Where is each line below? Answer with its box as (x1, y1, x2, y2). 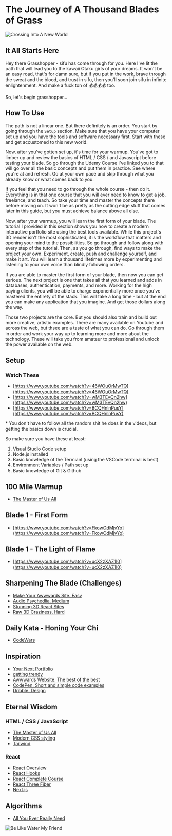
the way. (5, 304, 24, 310)
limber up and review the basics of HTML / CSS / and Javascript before (5, 154, 157, 160)
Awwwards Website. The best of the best (12, 676, 100, 683)
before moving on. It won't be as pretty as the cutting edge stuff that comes (5, 202, 166, 208)
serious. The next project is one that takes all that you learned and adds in (5, 277, 162, 283)
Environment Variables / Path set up (12, 462, 89, 468)
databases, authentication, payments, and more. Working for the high (5, 282, 152, 288)
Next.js (12, 787, 28, 793)
